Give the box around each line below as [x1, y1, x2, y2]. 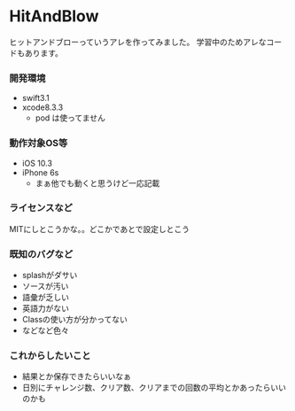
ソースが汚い [21, 281, 69, 291]
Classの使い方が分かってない [21, 314, 128, 325]
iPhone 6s [21, 167, 59, 178]
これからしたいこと [9, 350, 91, 362]
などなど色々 [21, 325, 69, 336]
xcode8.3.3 [21, 102, 64, 112]
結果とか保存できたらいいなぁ [21, 371, 131, 382]
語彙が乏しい [21, 292, 69, 303]
